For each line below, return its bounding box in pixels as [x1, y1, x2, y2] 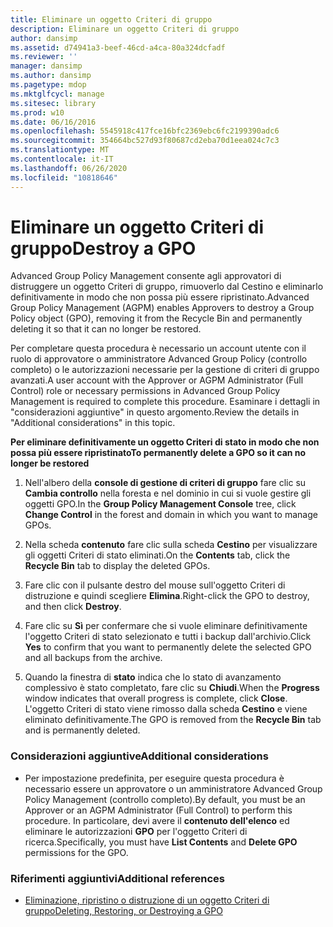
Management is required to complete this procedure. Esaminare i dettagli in [10, 396, 321, 408]
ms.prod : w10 [10, 107, 65, 118]
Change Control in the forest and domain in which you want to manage [24, 509, 318, 521]
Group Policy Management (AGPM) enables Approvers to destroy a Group [10, 302, 315, 314]
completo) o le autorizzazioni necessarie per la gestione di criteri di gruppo [10, 364, 320, 376]
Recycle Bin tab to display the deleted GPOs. [24, 560, 211, 572]
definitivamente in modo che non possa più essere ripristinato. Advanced [10, 291, 310, 303]
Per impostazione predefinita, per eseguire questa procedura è [24, 772, 285, 784]
